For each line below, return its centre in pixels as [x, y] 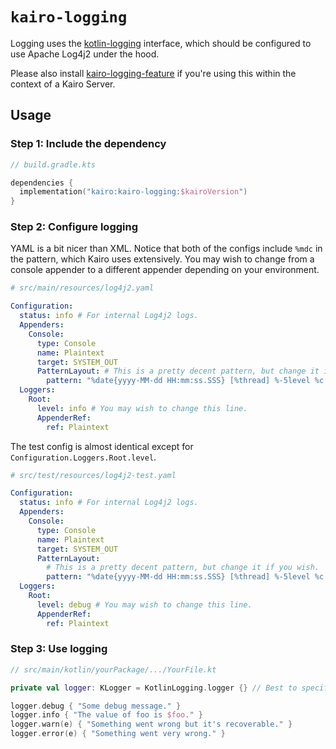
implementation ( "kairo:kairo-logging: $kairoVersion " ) [133, 192]
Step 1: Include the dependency [88, 144]
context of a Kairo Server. [63, 84]
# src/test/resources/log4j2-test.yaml [93, 475]
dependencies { [42, 183]
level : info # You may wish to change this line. [142, 408]
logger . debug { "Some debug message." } [96, 706]
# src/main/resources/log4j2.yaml [82, 288]
